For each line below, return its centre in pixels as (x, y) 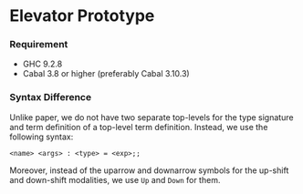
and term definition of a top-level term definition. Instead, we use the (139, 127)
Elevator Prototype (82, 16)
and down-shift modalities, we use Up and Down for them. (115, 179)
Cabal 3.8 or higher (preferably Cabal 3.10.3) (106, 74)
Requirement (39, 45)
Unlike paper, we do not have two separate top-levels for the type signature (151, 117)
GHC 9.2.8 (42, 64)
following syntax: (42, 137)
